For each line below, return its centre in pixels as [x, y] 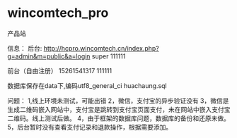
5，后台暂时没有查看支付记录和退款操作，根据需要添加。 [90, 127]
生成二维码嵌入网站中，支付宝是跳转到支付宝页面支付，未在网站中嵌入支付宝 [119, 109]
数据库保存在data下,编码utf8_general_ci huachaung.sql [87, 85]
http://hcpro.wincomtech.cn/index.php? [101, 48]
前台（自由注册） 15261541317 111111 [59, 70]
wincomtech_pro [58, 13]
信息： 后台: [25, 48]
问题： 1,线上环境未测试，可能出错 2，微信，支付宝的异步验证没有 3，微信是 [118, 101]
